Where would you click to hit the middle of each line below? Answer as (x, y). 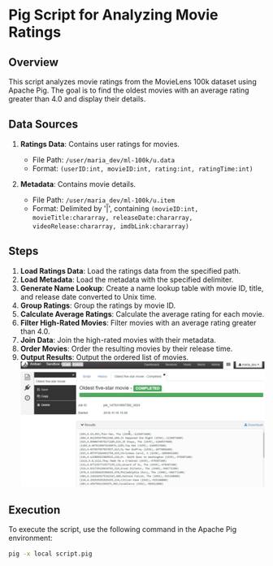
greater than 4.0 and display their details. (77, 99)
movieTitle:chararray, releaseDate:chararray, (113, 218)
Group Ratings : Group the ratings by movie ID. (98, 305)
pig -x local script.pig (50, 554)
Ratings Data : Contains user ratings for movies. (100, 144)
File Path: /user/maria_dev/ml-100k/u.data (104, 159)
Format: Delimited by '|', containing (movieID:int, (115, 208)
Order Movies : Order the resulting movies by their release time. (126, 348)
